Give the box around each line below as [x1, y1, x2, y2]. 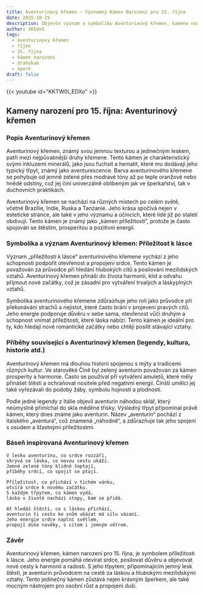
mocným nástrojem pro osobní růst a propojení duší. [6, 582, 137, 590]
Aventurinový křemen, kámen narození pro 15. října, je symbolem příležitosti [6, 550, 195, 557]
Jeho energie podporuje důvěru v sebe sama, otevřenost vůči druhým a [6, 310, 186, 318]
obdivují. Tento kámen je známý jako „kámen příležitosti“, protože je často [6, 217, 191, 224]
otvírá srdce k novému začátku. [6, 484, 88, 491]
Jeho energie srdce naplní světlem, [6, 516, 99, 522]
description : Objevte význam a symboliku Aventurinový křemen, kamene [6, 20, 189, 26]
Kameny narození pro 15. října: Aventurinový [6, 105, 178, 116]
